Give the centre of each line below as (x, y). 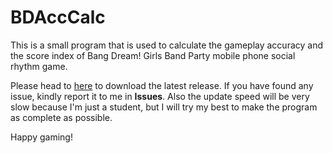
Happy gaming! (41, 137)
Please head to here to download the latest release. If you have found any (162, 85)
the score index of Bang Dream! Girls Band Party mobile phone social (153, 55)
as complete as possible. (61, 117)
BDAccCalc (58, 17)
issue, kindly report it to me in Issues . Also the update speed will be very (160, 96)
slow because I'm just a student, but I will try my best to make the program (164, 107)
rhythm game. (39, 66)
